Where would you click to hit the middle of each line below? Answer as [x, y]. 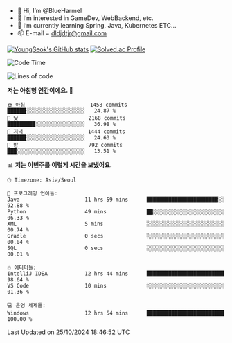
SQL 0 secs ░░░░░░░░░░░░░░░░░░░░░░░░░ [116, 248]
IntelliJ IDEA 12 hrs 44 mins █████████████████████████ [116, 274]
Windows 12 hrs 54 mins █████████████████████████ [116, 313]
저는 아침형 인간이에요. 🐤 [41, 90]
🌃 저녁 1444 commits [66, 132]
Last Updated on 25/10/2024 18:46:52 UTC [69, 332]
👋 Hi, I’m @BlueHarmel [50, 11]
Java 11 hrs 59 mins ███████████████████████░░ [116, 200]
